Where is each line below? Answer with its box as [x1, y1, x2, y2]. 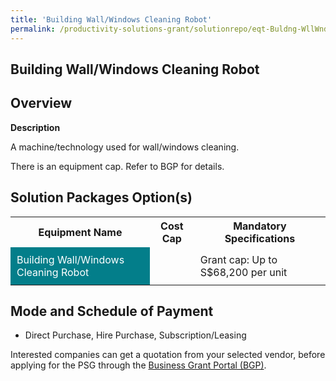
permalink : [10, 24, 56, 34]
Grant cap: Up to [199, 252, 278, 266]
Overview [10, 95, 73, 112]
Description [10, 121, 61, 133]
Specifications [224, 231, 296, 245]
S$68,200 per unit [199, 265, 288, 279]
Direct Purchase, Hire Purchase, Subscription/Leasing [24, 329, 247, 341]
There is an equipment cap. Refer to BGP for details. [10, 160, 225, 172]
